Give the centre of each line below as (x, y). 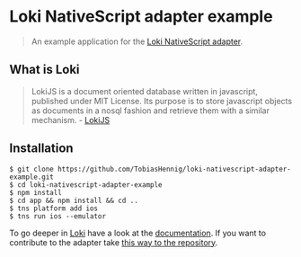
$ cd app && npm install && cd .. (74, 200)
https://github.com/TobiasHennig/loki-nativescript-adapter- (174, 169)
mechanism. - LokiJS (71, 120)
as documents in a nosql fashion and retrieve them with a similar (150, 111)
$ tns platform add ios (54, 208)
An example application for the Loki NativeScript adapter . (137, 41)
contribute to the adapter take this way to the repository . (114, 242)
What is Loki (44, 70)
